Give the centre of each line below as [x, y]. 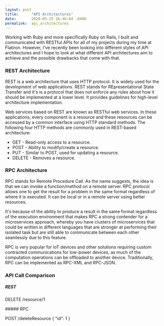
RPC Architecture [26, 171]
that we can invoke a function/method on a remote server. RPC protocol [77, 186]
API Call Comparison [30, 275]
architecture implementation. [34, 102]
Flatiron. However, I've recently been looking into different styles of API [77, 48]
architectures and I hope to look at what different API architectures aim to [79, 53]
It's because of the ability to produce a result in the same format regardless [81, 211]
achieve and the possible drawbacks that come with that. [63, 58]
